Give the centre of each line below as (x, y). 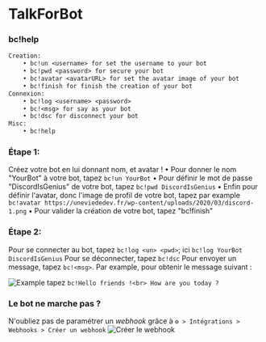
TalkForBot (46, 14)
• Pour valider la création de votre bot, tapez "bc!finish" (121, 211)
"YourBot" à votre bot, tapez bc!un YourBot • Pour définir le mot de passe (131, 178)
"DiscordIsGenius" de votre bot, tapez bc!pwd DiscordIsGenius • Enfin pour (133, 187)
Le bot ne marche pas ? (55, 303)
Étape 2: (25, 232)
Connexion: (27, 94)
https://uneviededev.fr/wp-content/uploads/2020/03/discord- (149, 203)
